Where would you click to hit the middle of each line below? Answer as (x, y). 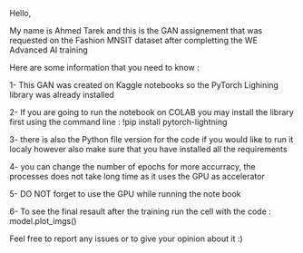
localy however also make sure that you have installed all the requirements (148, 149)
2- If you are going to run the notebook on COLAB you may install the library (152, 112)
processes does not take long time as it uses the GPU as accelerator (137, 176)
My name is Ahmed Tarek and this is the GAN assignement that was (136, 30)
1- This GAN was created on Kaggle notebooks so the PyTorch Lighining (144, 85)
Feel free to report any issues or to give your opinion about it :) (126, 238)
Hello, (20, 13)
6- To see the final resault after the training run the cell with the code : (141, 211)
